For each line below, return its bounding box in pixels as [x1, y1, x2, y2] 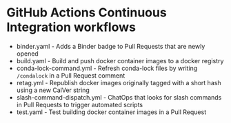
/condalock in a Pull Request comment [16, 71, 125, 80]
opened [16, 49, 39, 58]
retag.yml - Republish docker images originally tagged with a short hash [16, 78, 221, 87]
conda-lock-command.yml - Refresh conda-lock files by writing [16, 64, 198, 72]
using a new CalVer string [16, 86, 90, 94]
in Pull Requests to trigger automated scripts [16, 100, 143, 109]
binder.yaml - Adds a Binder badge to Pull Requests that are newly [16, 42, 205, 50]
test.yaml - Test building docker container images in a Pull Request [16, 108, 207, 116]
